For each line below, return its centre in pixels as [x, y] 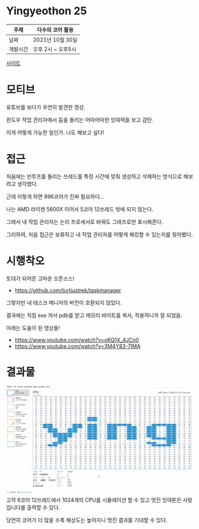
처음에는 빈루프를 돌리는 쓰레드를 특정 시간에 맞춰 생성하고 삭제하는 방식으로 [94, 176]
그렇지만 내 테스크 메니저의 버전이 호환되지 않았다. [64, 303]
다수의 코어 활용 [55, 30]
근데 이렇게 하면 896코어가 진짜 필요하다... [55, 197]
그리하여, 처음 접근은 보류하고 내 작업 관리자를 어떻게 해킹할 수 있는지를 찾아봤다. [99, 235]
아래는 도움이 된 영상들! [33, 328]
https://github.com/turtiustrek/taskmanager [68, 291]
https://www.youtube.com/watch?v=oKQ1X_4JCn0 [77, 340]
